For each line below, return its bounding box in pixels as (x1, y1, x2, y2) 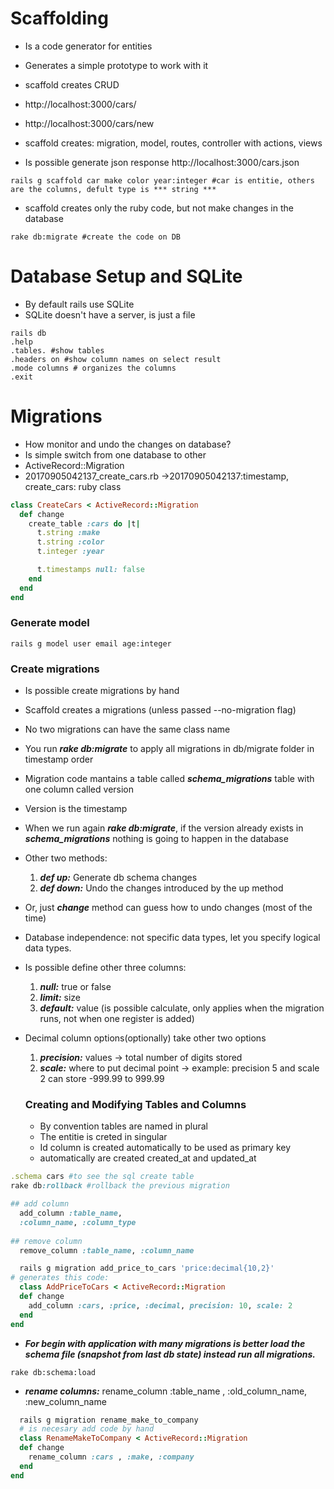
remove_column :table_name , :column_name (19, 1245, 195, 1256)
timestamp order (24, 753, 94, 766)
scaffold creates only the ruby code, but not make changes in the (24, 202, 294, 214)
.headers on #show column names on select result (10, 354, 222, 364)
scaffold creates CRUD (24, 78, 120, 91)
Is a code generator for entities (24, 40, 153, 52)
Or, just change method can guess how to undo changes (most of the (24, 902, 313, 914)
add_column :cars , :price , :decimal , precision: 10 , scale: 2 (28, 1300, 293, 1311)
